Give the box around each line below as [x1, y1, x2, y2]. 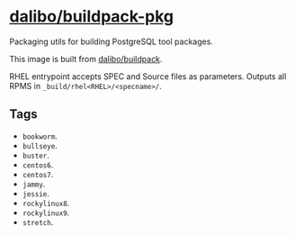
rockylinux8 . [22, 197, 70, 208]
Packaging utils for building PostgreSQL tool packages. [9, 36, 214, 47]
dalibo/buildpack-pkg [9, 6, 174, 27]
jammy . [22, 178, 46, 189]
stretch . [22, 216, 54, 227]
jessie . [22, 187, 49, 199]
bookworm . [22, 131, 58, 141]
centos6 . [22, 159, 54, 170]
